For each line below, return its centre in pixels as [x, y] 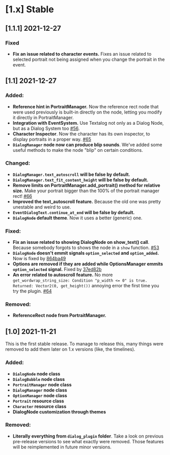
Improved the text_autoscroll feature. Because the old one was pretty [87, 201]
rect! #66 [22, 196]
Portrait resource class [38, 401]
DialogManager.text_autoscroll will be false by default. [71, 174]
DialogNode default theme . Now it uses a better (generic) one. [77, 218]
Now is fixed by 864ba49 [39, 259]
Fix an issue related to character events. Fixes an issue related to [82, 54]
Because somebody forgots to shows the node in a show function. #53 [86, 248]
